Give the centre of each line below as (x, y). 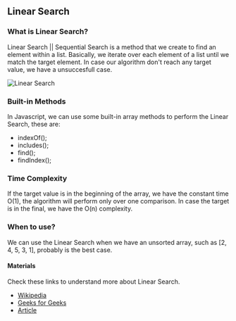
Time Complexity (37, 178)
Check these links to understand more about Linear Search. (94, 282)
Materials (21, 266)
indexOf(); (32, 137)
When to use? (31, 227)
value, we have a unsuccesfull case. (60, 69)
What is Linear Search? (48, 32)
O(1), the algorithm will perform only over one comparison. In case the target (118, 201)
